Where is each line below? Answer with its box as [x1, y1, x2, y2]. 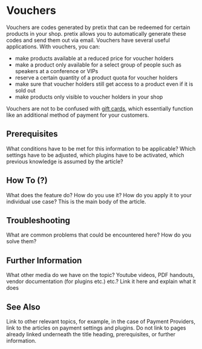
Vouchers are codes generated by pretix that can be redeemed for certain [6, 24, 191, 31]
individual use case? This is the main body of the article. [6, 198, 146, 205]
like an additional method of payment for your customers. [6, 111, 149, 119]
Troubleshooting [6, 215, 71, 226]
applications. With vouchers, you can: [6, 43, 100, 50]
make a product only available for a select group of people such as [15, 61, 181, 68]
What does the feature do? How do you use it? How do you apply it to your [6, 191, 192, 198]
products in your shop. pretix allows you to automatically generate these [6, 30, 186, 37]
